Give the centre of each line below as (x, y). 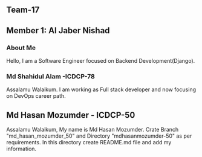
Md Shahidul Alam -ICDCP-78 (50, 76)
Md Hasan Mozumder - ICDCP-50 (71, 115)
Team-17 (23, 10)
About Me (21, 48)
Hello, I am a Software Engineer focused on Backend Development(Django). (101, 61)
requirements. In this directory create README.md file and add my (89, 143)
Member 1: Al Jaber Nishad (58, 30)
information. (21, 149)
